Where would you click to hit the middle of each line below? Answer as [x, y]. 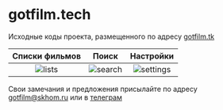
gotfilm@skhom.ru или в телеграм [65, 97]
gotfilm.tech [50, 15]
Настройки [152, 55]
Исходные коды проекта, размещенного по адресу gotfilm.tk [111, 36]
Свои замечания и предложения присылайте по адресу [103, 89]
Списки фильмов [47, 55]
